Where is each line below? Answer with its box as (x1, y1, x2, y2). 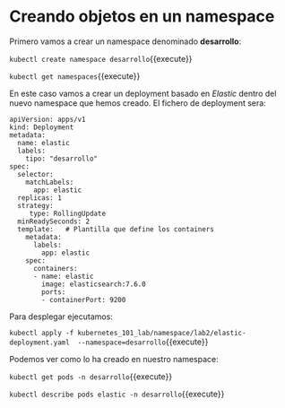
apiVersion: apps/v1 (9, 115, 87, 124)
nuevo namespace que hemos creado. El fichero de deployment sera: (9, 97, 266, 109)
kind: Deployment (9, 123, 74, 132)
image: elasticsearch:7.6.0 (41, 280, 146, 289)
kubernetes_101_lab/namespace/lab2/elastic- (77, 328, 246, 337)
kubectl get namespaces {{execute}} (9, 70, 141, 82)
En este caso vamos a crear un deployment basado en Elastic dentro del (9, 88, 277, 99)
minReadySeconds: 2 (17, 217, 91, 226)
